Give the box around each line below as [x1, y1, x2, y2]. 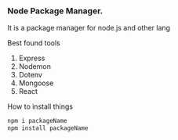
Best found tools [7, 38, 60, 48]
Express [18, 53, 45, 63]
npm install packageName [7, 124, 89, 132]
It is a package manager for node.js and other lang [7, 23, 170, 33]
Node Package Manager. [7, 5, 104, 16]
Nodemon [18, 62, 52, 71]
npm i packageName [7, 117, 67, 125]
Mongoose [18, 78, 54, 88]
